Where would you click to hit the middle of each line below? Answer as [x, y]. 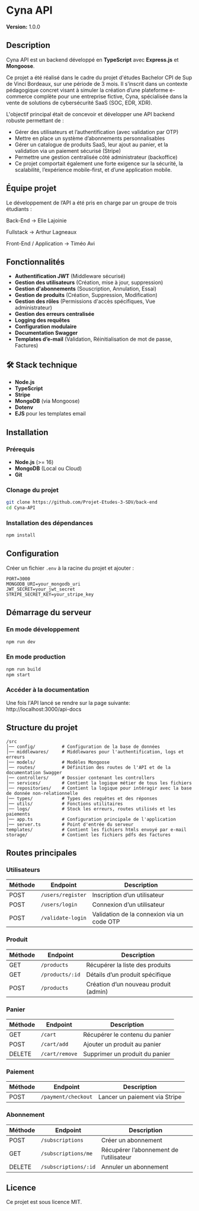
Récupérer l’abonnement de [140, 1149]
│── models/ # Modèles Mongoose [58, 762]
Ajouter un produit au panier [122, 1044]
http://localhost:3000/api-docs [44, 709]
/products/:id [61, 974]
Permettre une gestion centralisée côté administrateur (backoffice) [96, 157]
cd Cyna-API [21, 508]
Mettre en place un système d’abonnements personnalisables [90, 138]
